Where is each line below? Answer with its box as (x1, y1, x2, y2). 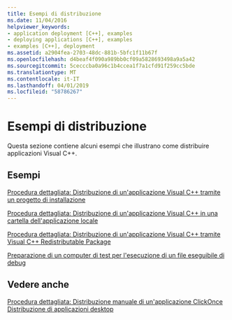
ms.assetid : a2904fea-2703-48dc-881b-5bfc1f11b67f (7, 50, 158, 57)
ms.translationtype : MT (7, 69, 77, 76)
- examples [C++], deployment (7, 43, 96, 50)
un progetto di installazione (7, 195, 86, 204)
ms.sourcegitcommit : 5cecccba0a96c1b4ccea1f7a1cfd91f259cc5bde (7, 62, 196, 69)
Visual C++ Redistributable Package (7, 237, 111, 246)
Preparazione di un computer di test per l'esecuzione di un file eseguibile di (7, 251, 225, 259)
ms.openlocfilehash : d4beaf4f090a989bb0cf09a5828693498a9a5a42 (7, 56, 196, 63)
